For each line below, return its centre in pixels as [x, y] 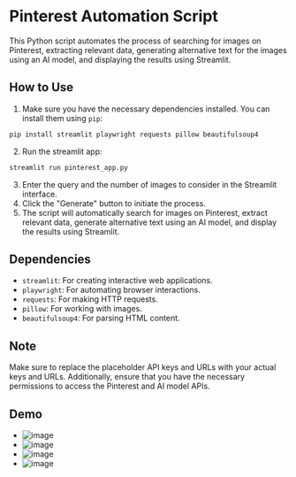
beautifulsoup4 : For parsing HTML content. [101, 318]
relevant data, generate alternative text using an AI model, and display [149, 222]
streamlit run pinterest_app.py [68, 167]
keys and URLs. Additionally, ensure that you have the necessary [127, 377]
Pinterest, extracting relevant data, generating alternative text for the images [148, 50]
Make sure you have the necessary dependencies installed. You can [146, 109]
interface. [39, 194]
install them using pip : [62, 118]
